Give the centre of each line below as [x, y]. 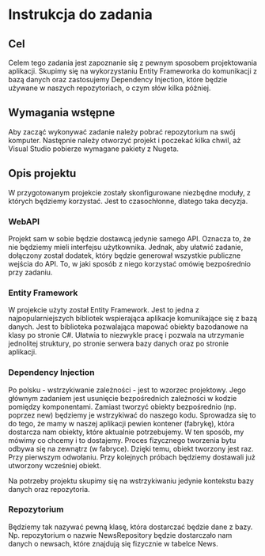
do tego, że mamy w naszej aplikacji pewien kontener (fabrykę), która [121, 423]
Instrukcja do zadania [80, 15]
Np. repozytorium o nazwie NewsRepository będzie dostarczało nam [120, 535]
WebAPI [24, 221]
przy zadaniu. [30, 272]
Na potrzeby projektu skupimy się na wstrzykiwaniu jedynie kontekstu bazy [131, 481]
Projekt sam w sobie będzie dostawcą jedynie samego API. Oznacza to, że [130, 238]
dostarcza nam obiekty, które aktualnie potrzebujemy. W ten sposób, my [126, 432]
